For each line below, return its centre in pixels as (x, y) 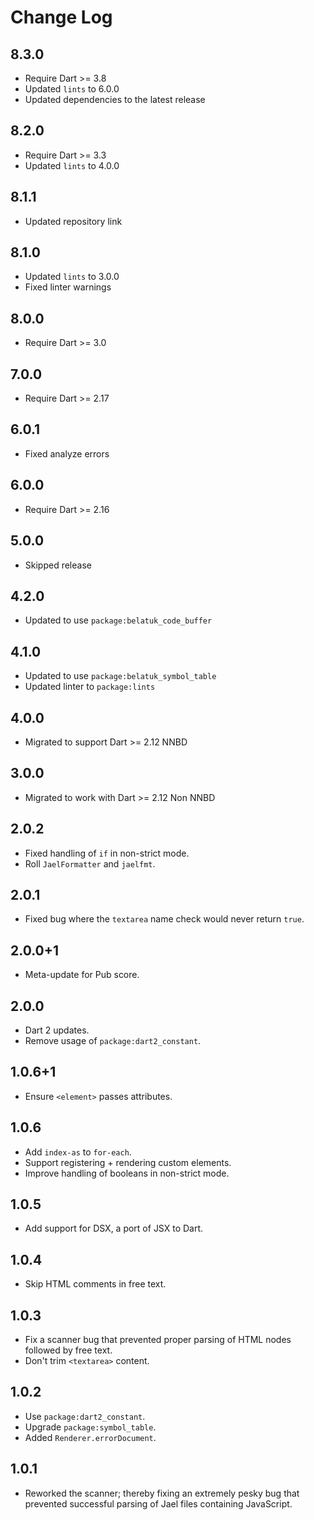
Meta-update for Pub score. (82, 975)
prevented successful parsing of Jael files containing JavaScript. (158, 1503)
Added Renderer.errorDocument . (90, 1437)
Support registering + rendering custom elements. (128, 1162)
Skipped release (58, 565)
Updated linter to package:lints (90, 687)
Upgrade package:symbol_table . (90, 1427)
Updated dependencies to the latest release (115, 99)
